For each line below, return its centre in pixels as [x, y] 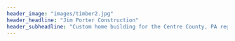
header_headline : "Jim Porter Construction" [73, 20]
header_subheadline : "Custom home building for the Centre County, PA [112, 26]
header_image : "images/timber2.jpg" [60, 14]
